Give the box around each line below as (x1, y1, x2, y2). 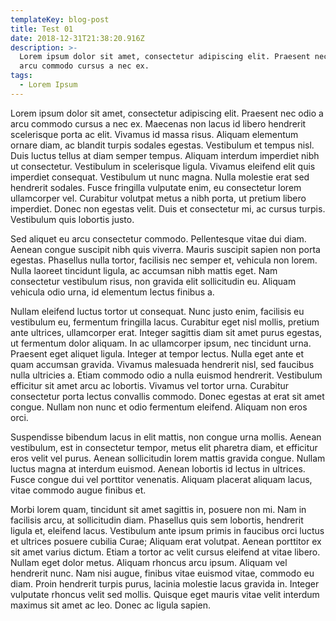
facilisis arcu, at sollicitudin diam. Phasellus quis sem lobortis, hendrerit (10, 514, 304, 526)
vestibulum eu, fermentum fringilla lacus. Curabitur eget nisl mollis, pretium (10, 316, 320, 328)
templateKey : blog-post (10, 14, 110, 25)
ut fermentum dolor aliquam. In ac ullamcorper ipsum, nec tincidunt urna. (10, 337, 312, 349)
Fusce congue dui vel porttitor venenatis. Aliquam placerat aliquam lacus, (10, 473, 313, 485)
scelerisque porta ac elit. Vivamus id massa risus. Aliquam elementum (10, 128, 299, 140)
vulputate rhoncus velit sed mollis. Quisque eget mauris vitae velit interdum (10, 588, 320, 600)
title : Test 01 (10, 24, 74, 34)
